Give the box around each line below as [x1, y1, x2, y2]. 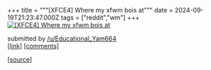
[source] [7, 55, 33, 64]
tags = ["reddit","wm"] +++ [61, 13, 140, 22]
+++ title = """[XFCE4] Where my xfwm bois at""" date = [7, 6, 173, 14]
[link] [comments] [7, 42, 59, 50]
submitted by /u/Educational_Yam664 [7, 34, 117, 43]
